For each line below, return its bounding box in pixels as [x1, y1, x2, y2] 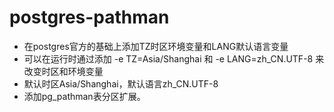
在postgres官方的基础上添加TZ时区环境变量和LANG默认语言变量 [23, 40, 289, 52]
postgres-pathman [9, 6, 170, 29]
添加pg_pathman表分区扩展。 [23, 90, 146, 102]
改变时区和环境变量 [23, 65, 104, 77]
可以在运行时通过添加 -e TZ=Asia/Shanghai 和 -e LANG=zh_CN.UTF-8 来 [23, 52, 325, 65]
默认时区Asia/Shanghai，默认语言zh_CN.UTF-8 [23, 77, 219, 90]
